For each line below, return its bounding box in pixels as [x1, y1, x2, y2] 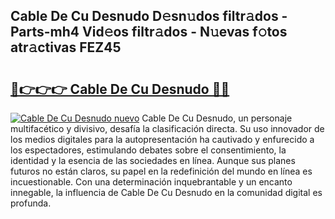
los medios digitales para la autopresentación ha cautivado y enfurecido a [10, 134, 315, 145]
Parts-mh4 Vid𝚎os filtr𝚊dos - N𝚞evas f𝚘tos [10, 24, 288, 41]
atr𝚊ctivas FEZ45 [10, 39, 122, 56]
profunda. [10, 197, 52, 209]
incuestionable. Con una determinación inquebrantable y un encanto [10, 176, 293, 188]
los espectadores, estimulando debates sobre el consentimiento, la [10, 144, 287, 156]
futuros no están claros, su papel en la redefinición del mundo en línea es [10, 165, 313, 177]
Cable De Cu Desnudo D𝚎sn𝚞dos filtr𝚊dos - [10, 8, 288, 25]
